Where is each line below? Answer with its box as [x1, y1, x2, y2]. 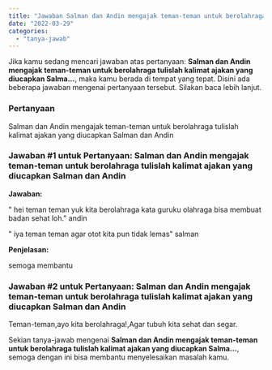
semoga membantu [8, 260, 73, 270]
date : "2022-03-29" [8, 19, 74, 28]
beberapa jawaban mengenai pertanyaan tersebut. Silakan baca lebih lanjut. [8, 83, 262, 92]
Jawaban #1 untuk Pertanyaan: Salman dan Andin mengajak [8, 150, 249, 161]
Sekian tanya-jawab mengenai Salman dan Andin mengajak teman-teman [8, 335, 258, 345]
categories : [8, 27, 49, 35]
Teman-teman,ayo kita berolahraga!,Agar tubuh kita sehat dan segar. [8, 320, 238, 329]
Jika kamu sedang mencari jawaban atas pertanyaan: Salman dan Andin [8, 57, 251, 67]
